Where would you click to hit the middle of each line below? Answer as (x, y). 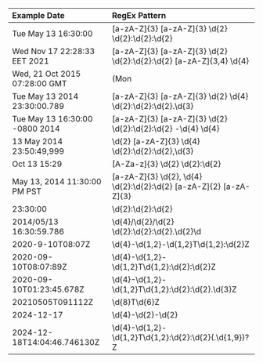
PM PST (27, 191)
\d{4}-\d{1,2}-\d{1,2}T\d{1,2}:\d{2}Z (181, 244)
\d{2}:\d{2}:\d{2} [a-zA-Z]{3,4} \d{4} (181, 61)
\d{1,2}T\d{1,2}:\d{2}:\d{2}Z (164, 267)
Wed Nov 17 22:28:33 (54, 51)
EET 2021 (31, 61)
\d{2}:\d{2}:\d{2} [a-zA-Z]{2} (167, 186)
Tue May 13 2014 (45, 96)
